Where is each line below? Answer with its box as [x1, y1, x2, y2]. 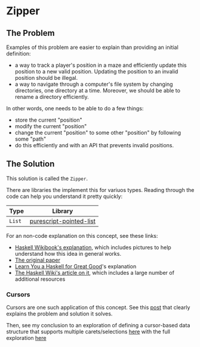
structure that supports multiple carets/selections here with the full [6, 328, 170, 335]
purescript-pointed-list [29, 216, 96, 225]
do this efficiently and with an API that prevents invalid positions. [14, 142, 174, 148]
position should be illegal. [14, 75, 78, 81]
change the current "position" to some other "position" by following [14, 129, 181, 136]
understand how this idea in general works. [14, 250, 121, 257]
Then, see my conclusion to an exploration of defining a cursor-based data [6, 322, 190, 329]
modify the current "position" [14, 123, 87, 129]
